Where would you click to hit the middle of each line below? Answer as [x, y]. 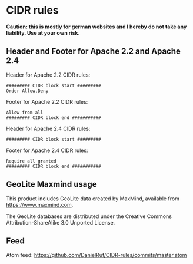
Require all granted [31, 161]
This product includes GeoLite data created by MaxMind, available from [93, 199]
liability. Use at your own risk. [43, 32]
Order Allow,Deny [27, 91]
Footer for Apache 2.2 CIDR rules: [47, 101]
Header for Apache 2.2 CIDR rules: [48, 75]
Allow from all [25, 113]
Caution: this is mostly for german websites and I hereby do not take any [96, 27]
